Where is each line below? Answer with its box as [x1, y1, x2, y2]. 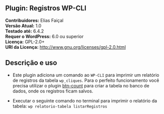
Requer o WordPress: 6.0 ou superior [5, 33, 84, 39]
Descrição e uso [5, 59, 57, 67]
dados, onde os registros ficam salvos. [12, 88, 93, 94]
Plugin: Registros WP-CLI [5, 4, 87, 13]
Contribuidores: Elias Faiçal [5, 17, 64, 23]
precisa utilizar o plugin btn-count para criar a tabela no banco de [12, 82, 150, 88]
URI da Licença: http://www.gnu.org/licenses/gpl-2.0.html [5, 44, 126, 50]
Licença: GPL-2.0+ [5, 39, 45, 45]
